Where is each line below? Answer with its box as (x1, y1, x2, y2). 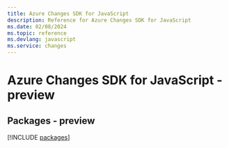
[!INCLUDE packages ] (7, 133, 70, 141)
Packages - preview (7, 115, 95, 126)
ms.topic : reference (7, 29, 68, 37)
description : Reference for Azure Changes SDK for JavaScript (7, 17, 191, 24)
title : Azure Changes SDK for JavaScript (7, 10, 129, 17)
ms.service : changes (7, 42, 68, 49)
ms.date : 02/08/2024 (7, 23, 68, 30)
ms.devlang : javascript (7, 36, 77, 43)
